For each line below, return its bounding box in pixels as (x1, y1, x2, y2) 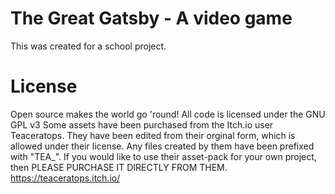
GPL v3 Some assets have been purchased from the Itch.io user (10, 118, 274, 131)
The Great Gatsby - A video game (10, 7, 293, 30)
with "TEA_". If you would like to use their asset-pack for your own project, (10, 150, 317, 162)
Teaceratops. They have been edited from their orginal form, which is (10, 129, 296, 141)
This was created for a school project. (10, 40, 167, 52)
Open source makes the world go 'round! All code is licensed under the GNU (10, 108, 326, 120)
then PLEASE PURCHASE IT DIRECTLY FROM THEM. (10, 161, 228, 173)
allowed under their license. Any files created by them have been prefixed (10, 140, 315, 152)
